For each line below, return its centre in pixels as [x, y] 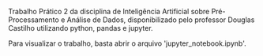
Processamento [34, 20]
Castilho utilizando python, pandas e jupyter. [81, 28]
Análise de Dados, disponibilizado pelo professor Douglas [161, 20]
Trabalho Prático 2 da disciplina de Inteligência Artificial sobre [109, 11]
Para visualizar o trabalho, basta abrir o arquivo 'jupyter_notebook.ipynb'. [127, 43]
